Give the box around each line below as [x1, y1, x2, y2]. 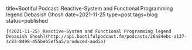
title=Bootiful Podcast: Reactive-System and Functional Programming [6, 5, 173, 12]
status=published [6, 17, 49, 24]
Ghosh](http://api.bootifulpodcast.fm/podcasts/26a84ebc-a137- [29, 34, 187, 40]
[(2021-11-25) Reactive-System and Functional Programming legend [6, 28, 172, 34]
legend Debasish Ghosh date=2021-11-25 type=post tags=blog [6, 11, 158, 18]
